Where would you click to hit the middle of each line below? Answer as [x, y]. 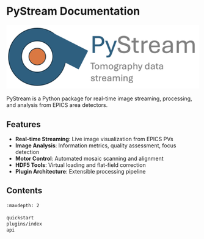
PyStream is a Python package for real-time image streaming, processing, [99, 98]
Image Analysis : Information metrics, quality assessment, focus [96, 145]
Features [24, 124]
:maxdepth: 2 [23, 205]
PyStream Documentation [73, 11]
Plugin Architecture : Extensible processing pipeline [80, 172]
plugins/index [24, 224]
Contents [24, 191]
